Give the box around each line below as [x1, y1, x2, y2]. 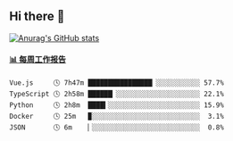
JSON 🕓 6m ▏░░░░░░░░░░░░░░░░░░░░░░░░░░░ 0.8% [9, 123, 225, 132]
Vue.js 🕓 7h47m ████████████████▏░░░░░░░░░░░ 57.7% [9, 79, 225, 87]
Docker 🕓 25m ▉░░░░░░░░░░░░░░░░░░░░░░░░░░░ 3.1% [9, 112, 225, 121]
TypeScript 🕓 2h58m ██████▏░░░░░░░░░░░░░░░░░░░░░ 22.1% [9, 90, 225, 99]
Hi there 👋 [9, 9, 65, 24]
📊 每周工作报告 [9, 54, 67, 65]
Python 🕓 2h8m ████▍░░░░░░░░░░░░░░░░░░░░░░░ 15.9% [9, 101, 225, 110]
